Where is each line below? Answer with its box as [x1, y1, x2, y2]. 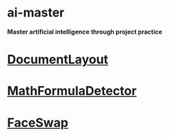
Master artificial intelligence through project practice [7, 28, 163, 36]
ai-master [7, 5, 65, 21]
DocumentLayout [7, 52, 109, 67]
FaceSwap [7, 115, 69, 130]
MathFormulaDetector [7, 83, 137, 99]
